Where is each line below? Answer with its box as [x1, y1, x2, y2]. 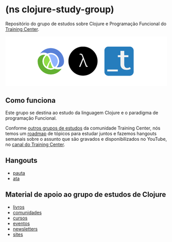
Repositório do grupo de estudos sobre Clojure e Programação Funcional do [5, 21, 167, 27]
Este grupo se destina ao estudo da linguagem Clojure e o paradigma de [5, 109, 158, 116]
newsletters [12, 226, 38, 232]
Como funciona [5, 96, 56, 105]
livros [12, 204, 25, 210]
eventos [12, 220, 30, 227]
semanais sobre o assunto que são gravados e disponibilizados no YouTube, [5, 136, 167, 142]
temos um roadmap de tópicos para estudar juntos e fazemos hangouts [5, 131, 157, 137]
